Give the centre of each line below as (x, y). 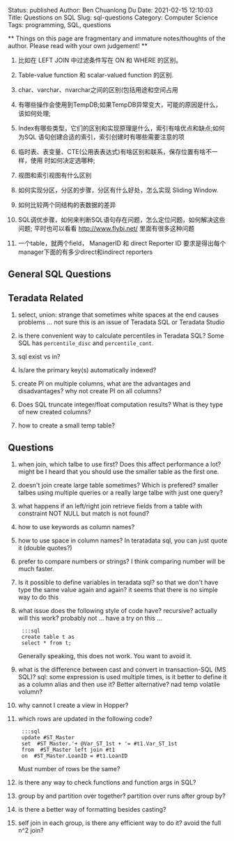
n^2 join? (31, 831)
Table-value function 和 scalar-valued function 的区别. (96, 75)
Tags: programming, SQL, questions (60, 25)
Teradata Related (46, 298)
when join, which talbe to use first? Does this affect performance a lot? (119, 464)
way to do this (38, 597)
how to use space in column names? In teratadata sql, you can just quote (123, 540)
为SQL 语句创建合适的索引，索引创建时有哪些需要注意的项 (101, 137)
